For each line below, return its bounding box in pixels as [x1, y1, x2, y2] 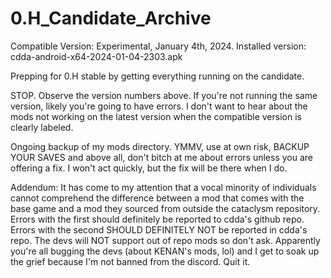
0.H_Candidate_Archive [10, 7, 212, 30]
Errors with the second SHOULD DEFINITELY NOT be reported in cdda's [10, 223, 308, 236]
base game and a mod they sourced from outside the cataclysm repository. [10, 202, 321, 214]
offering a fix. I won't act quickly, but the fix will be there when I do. [10, 162, 288, 174]
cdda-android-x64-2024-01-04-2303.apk [10, 50, 183, 62]
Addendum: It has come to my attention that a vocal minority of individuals [10, 181, 317, 193]
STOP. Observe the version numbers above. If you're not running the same [10, 89, 318, 101]
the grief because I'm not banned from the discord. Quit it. [10, 255, 251, 267]
